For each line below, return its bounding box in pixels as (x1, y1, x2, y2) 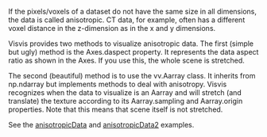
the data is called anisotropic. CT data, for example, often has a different (8, 15, 246, 25)
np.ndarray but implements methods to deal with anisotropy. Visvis (8, 79, 227, 89)
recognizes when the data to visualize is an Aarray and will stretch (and (8, 88, 242, 97)
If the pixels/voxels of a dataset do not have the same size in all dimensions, (8, 7, 257, 16)
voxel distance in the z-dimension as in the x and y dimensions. (8, 24, 216, 32)
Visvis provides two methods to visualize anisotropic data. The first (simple (8, 39, 254, 48)
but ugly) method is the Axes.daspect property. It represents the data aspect (8, 48, 259, 56)
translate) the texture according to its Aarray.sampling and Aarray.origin (8, 97, 243, 105)
